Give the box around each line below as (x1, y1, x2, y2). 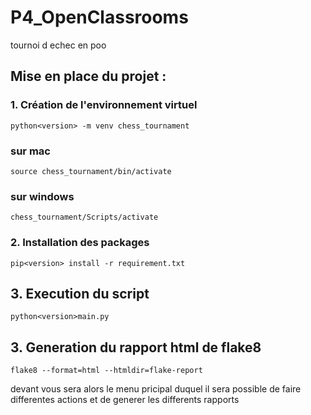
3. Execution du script (10, 285, 150, 302)
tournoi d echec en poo (10, 39, 107, 51)
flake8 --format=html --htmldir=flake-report (10, 366, 203, 376)
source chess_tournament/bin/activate (10, 166, 172, 176)
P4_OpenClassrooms (10, 6, 189, 29)
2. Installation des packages (10, 236, 150, 250)
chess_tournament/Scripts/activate (10, 212, 159, 223)
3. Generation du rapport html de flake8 (10, 339, 262, 356)
